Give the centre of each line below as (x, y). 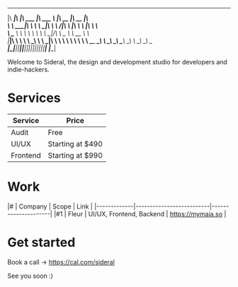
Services (34, 98)
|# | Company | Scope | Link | (50, 206)
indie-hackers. (28, 69)
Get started (41, 243)
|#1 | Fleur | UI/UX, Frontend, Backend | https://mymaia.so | (140, 213)
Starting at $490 (75, 143)
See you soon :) (30, 276)
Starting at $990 (75, 155)
